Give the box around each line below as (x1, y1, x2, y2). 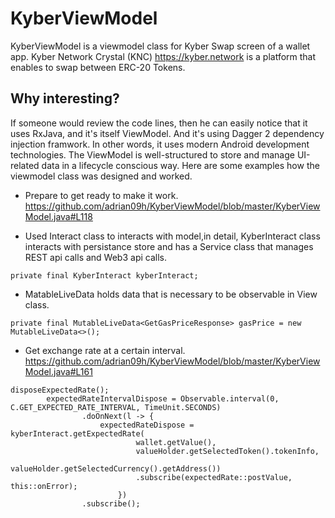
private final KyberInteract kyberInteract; (10, 270, 199, 281)
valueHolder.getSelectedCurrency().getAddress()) (10, 463, 222, 474)
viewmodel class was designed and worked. (10, 170, 193, 182)
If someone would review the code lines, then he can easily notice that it (10, 117, 308, 129)
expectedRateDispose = (99, 420, 195, 430)
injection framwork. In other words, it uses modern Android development (10, 138, 310, 150)
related (10, 159, 40, 171)
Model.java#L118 (24, 210, 93, 222)
